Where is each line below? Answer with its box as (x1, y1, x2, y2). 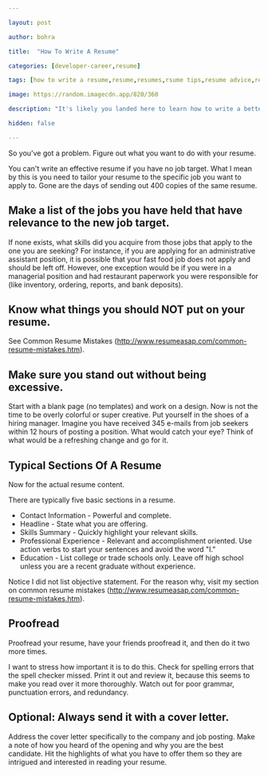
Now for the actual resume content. (8, 480, 125, 489)
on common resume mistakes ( (8, 585, 110, 595)
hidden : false (8, 120, 56, 128)
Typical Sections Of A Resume (8, 458, 162, 472)
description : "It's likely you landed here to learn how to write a (8, 105, 241, 113)
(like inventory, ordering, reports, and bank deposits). (8, 280, 183, 289)
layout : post (8, 18, 52, 26)
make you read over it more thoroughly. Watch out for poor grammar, (8, 679, 235, 688)
